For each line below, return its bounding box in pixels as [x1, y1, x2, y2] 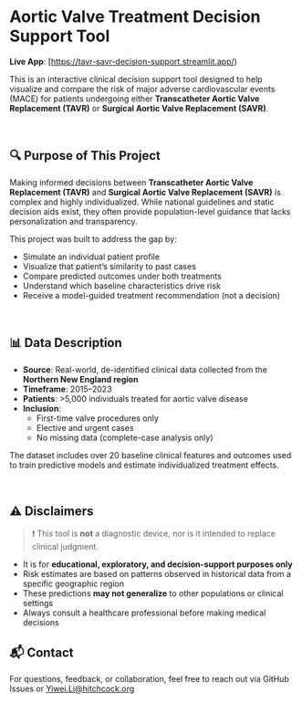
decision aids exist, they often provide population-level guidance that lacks [9, 205, 291, 216]
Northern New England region [22, 373, 139, 384]
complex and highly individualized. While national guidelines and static [9, 196, 276, 207]
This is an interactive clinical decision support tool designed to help [9, 73, 263, 84]
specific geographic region [22, 578, 125, 590]
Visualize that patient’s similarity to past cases [22, 260, 196, 271]
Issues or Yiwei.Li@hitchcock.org [9, 683, 135, 695]
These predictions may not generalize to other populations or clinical [22, 588, 284, 599]
